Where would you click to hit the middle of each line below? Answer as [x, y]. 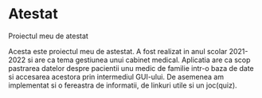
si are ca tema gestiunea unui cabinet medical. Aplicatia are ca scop [139, 60]
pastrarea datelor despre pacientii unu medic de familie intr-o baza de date [131, 68]
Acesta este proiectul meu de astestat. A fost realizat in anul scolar [118, 51]
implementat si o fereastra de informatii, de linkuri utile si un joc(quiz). [123, 85]
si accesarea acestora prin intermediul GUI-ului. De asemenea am [116, 76]
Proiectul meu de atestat [49, 36]
